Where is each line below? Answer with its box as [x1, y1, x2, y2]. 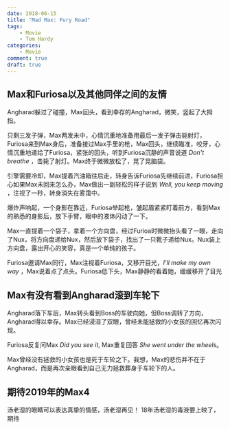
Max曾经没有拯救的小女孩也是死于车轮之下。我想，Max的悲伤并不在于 [7, 355, 206, 364]
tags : [7, 23, 23, 30]
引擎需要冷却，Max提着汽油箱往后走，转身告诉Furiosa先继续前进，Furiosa [7, 171, 218, 180]
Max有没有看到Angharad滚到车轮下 [7, 289, 160, 301]
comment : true [7, 55, 48, 62]
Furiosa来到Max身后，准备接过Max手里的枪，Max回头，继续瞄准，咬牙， [7, 140, 215, 148]
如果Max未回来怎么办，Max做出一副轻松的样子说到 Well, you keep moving [12, 180, 223, 189]
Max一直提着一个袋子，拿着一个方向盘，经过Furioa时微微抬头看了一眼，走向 [7, 227, 224, 235]
